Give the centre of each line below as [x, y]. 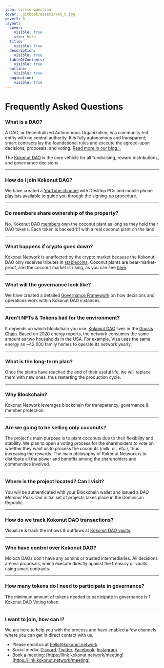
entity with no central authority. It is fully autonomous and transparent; [76, 138]
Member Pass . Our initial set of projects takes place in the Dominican [74, 497]
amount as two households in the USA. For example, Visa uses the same [78, 339]
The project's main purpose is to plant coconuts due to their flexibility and [79, 438]
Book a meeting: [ [30, 655]
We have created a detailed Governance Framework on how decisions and [80, 295]
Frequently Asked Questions [64, 106]
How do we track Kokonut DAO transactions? [59, 520]
